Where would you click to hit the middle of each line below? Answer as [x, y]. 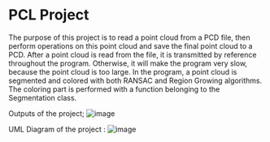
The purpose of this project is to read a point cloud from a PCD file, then [129, 37]
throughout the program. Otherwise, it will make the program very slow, [128, 63]
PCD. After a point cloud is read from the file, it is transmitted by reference [133, 54]
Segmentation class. [43, 97]
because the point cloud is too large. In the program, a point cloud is [123, 71]
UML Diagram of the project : [57, 129]
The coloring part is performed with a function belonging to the [114, 89]
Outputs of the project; [47, 113]
